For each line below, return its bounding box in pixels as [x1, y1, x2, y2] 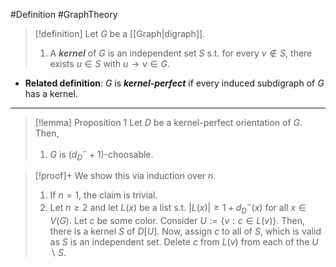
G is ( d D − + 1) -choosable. [49, 147, 154, 163]
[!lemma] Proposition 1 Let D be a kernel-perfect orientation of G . [34, 117, 303, 128]
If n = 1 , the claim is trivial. [49, 189, 158, 201]
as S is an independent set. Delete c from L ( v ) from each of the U [49, 235, 319, 248]
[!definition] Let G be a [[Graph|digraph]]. [34, 28, 206, 39]
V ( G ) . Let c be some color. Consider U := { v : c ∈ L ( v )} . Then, [49, 214, 306, 226]
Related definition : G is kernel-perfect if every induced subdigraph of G [24, 77, 325, 89]
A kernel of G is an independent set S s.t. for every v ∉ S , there [49, 47, 313, 59]
